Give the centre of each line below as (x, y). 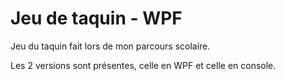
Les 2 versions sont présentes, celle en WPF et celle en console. (143, 65)
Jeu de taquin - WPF (96, 18)
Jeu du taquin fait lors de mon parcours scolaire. (110, 46)
